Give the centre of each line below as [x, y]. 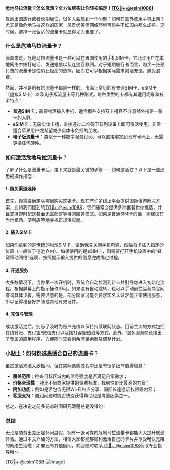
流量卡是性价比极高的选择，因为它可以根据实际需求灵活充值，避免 [87, 71]
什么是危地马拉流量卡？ [34, 46]
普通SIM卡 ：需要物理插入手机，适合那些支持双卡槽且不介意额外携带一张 [88, 111]
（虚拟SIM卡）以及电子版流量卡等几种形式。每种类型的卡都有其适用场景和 [82, 94]
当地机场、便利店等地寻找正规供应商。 [45, 220]
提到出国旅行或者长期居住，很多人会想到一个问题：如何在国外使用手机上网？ [85, 19]
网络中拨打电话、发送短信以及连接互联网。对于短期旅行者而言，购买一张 [85, 64]
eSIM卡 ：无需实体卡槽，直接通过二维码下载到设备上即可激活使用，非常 [87, 124]
